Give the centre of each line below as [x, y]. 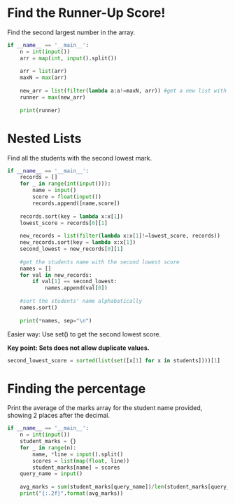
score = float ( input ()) [67, 197]
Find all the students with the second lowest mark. [80, 158]
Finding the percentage [77, 389]
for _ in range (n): [48, 448]
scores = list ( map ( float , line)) [81, 461]
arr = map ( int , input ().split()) [69, 58]
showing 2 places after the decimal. [59, 416]
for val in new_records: [56, 275]
